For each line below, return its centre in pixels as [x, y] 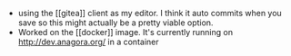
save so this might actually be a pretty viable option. [115, 23]
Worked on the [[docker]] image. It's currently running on [125, 32]
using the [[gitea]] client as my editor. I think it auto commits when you [150, 13]
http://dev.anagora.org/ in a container [88, 42]
